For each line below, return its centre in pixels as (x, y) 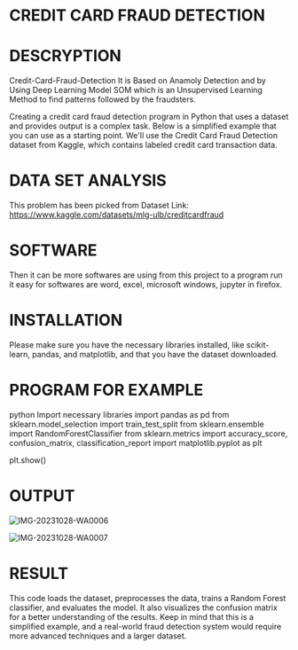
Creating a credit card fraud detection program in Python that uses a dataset (149, 117)
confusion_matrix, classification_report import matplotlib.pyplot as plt (136, 442)
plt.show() (28, 460)
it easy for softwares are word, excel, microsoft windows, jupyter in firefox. (146, 284)
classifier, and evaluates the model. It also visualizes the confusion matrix (143, 607)
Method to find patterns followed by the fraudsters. (103, 99)
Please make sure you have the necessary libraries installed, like (127, 345)
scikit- (258, 345)
